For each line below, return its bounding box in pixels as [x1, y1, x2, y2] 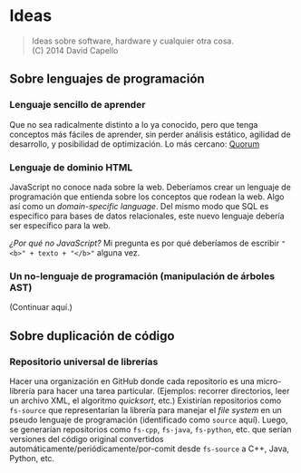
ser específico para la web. [9, 219, 112, 231]
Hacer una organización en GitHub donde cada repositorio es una [9, 375, 256, 386]
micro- [257, 375, 282, 386]
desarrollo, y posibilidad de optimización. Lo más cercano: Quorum [9, 138, 260, 150]
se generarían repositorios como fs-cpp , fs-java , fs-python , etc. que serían [9, 423, 292, 435]
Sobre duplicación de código [9, 328, 175, 343]
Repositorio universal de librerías [9, 355, 159, 368]
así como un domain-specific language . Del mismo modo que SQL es [9, 200, 269, 211]
